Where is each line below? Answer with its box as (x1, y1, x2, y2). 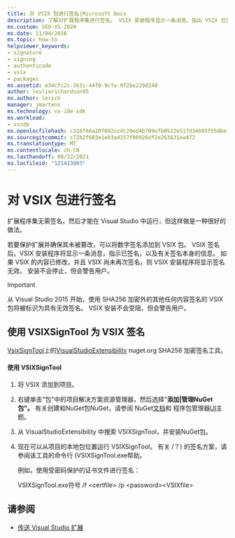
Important (7, 281, 36, 289)
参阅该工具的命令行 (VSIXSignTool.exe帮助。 (17, 451, 146, 459)
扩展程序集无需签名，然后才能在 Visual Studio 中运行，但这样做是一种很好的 (7, 216, 226, 225)
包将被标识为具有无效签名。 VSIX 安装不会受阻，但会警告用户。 (7, 304, 190, 312)
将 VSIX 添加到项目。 (17, 380, 78, 388)
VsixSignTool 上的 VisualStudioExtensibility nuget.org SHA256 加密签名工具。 (7, 346, 227, 354)
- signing (7, 56, 36, 63)
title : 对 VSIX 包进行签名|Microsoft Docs (7, 10, 127, 17)
